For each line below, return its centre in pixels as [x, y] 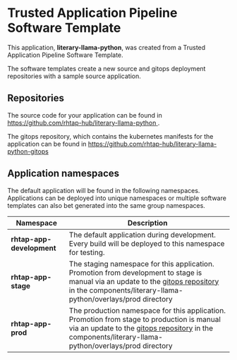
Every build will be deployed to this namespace [147, 243]
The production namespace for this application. [147, 310]
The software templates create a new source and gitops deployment [107, 68]
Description [147, 223]
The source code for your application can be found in [85, 115]
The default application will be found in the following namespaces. [104, 190]
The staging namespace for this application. [141, 263]
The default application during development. [142, 235]
